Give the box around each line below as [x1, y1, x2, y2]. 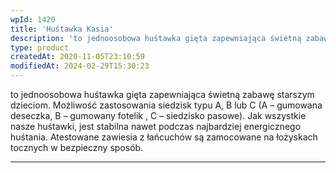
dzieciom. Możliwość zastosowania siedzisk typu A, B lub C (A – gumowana [10, 99, 323, 111]
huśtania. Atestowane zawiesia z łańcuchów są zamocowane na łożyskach [10, 131, 318, 143]
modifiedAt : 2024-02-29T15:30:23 [10, 61, 150, 71]
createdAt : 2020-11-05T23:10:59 [10, 52, 145, 62]
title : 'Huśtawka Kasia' [10, 24, 114, 34]
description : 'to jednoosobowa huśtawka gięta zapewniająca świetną [10, 33, 302, 43]
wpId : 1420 [10, 14, 56, 25]
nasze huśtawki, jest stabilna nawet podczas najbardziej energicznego [10, 121, 302, 132]
